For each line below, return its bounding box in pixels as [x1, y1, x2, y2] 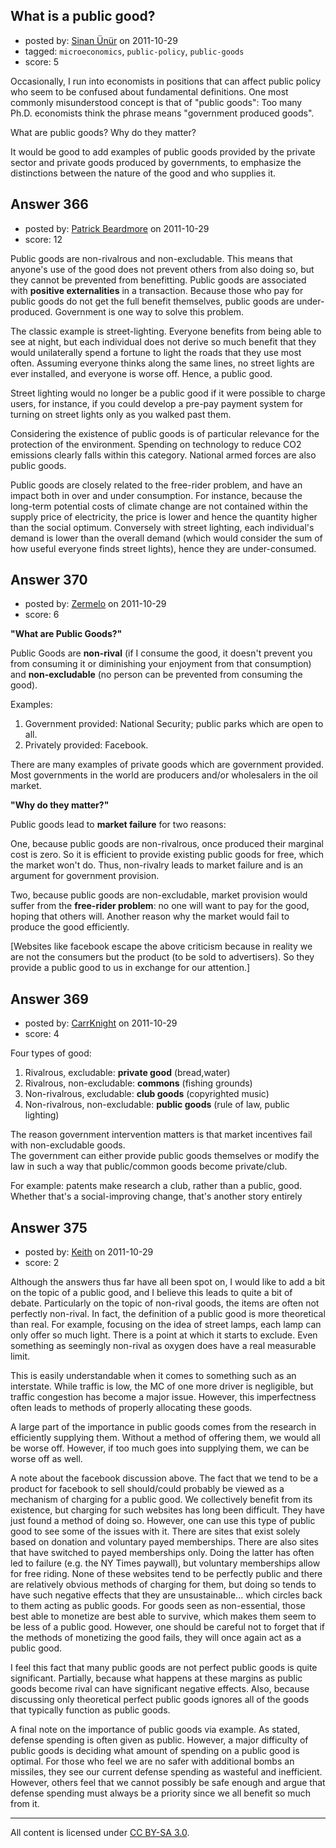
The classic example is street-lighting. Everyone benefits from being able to [10, 325, 322, 337]
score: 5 [24, 55, 60, 68]
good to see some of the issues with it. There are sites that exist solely [10, 1525, 301, 1538]
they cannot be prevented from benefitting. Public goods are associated [10, 274, 307, 286]
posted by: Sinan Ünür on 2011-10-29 [24, 34, 178, 46]
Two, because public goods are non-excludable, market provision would [10, 889, 308, 901]
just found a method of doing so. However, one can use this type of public [10, 1515, 316, 1527]
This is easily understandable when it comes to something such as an [10, 1370, 297, 1382]
